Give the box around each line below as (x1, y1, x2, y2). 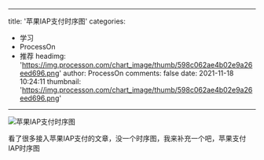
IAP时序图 (8, 144, 41, 153)
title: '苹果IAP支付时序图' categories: (8, 16, 126, 26)
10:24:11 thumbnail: (19, 77, 81, 86)
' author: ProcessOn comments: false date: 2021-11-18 (58, 68, 234, 78)
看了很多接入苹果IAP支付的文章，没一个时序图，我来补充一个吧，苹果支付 (8, 134, 247, 143)
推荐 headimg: (19, 52, 67, 60)
